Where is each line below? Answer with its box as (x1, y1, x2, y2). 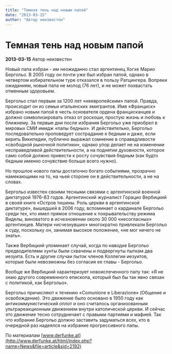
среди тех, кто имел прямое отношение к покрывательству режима (5, 211, 156, 217)
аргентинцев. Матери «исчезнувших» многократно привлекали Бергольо (5, 221, 167, 228)
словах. (5, 179, 22, 185)
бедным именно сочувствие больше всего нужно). (5, 158, 118, 164)
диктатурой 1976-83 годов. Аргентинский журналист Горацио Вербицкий (5, 194, 167, 200)
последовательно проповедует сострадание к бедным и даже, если (5, 131, 156, 137)
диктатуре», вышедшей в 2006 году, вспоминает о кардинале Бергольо (5, 205, 164, 211)
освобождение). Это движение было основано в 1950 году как (5, 295, 144, 301)
